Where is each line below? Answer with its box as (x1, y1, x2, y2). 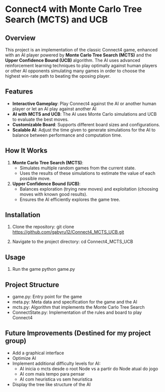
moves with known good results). (19, 191, 87, 197)
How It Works (5, 147, 48, 155)
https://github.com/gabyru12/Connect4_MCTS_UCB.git (12, 229, 124, 235)
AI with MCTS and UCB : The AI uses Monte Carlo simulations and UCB (12, 111, 157, 117)
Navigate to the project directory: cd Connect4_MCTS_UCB (12, 239, 133, 245)
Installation (5, 211, 41, 219)
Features (5, 88, 33, 96)
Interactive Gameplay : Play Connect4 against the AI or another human (12, 100, 157, 106)
